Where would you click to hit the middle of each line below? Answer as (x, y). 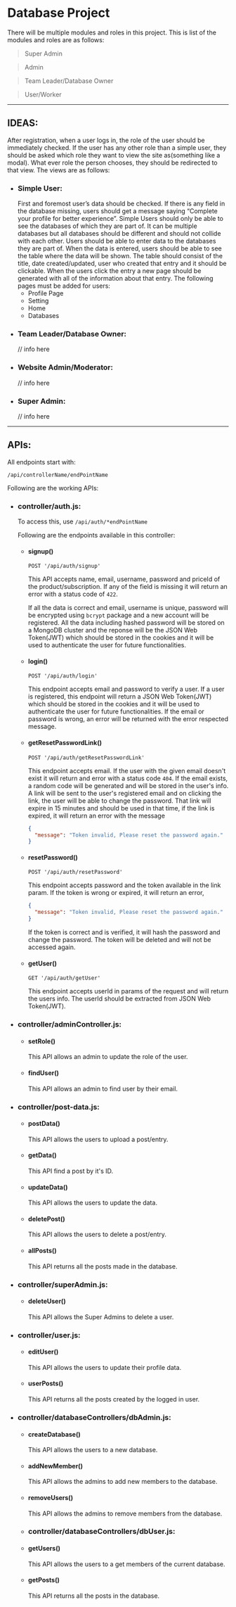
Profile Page (46, 293)
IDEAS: (23, 123)
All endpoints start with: (41, 462)
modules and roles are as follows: (56, 39)
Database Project (59, 13)
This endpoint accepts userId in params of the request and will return (128, 991)
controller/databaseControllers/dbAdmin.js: (94, 1417)
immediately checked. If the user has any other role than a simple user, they (117, 147)
